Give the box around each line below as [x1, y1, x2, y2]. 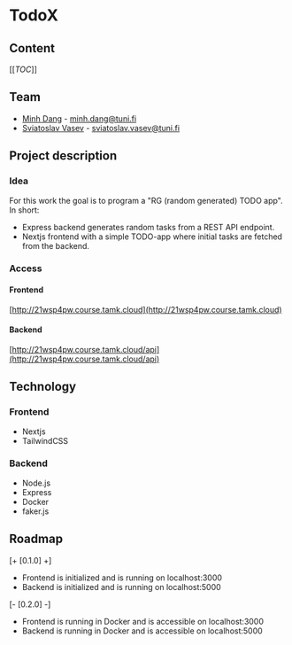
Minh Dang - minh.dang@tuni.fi [21, 113, 137, 124]
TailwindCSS [21, 435, 69, 446]
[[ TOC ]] [9, 64, 37, 74]
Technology [9, 379, 77, 394]
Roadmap [9, 532, 64, 547]
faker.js [21, 506, 50, 517]
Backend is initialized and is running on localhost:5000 [21, 581, 221, 592]
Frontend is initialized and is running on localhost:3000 [21, 572, 223, 583]
